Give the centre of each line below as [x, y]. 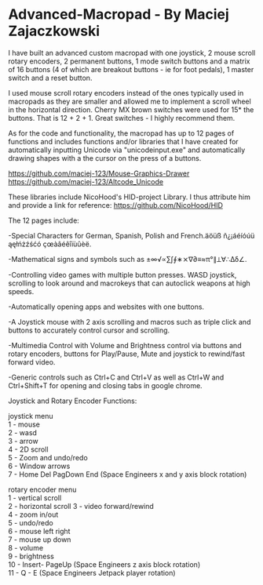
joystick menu [31, 416]
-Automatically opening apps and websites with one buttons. [106, 307]
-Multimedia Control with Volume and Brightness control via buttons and [125, 345]
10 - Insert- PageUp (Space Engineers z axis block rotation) [104, 564]
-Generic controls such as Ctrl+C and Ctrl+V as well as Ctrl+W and [116, 377]
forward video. [32, 362]
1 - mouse [24, 424]
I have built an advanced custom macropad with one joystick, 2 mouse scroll [132, 53]
